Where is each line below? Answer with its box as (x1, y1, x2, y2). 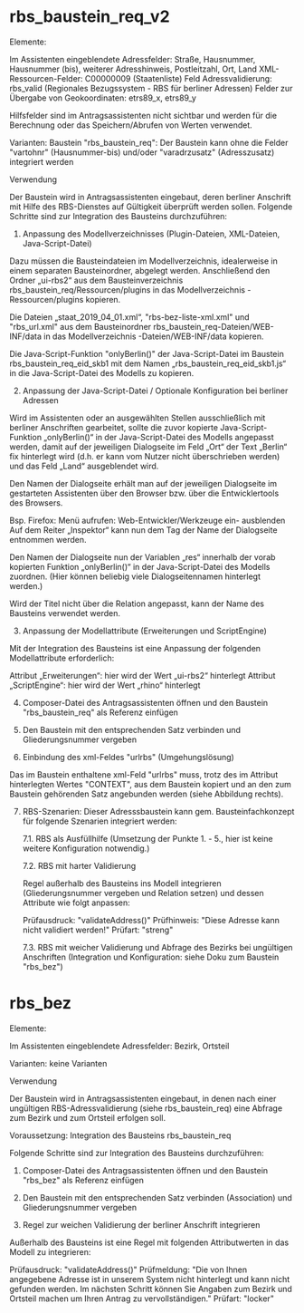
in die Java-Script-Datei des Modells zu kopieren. (9, 367, 195, 378)
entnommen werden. (9, 534, 88, 545)
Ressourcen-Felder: (9, 72, 83, 83)
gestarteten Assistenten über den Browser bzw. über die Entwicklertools (9, 488, 280, 498)
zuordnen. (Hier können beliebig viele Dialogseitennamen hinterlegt (9, 571, 261, 582)
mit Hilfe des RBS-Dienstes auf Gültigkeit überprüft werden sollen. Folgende (9, 201, 293, 212)
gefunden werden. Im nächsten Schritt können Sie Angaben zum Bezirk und (9, 1283, 292, 1294)
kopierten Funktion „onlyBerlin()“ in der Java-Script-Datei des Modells (9, 561, 271, 572)
